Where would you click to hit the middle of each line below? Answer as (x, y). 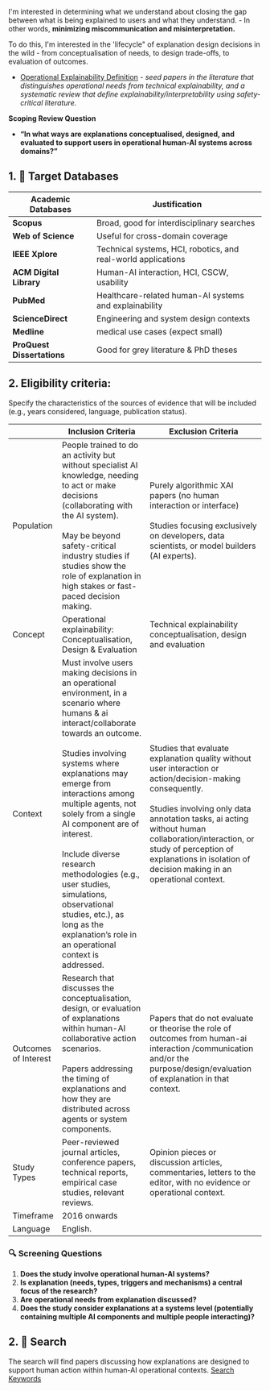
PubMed (29, 300)
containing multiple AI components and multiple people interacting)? (137, 1316)
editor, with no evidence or (200, 1182)
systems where (90, 763)
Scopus (27, 222)
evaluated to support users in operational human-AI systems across (136, 143)
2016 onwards (90, 1215)
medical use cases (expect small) (160, 331)
